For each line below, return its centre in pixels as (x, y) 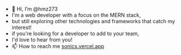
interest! (22, 27)
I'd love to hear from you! (42, 40)
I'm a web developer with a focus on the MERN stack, (76, 15)
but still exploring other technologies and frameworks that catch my (93, 21)
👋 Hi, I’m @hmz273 (35, 9)
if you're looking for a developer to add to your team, (75, 34)
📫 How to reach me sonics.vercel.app (58, 46)
